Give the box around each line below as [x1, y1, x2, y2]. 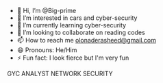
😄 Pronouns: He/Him [16, 46, 77, 54]
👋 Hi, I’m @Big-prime [16, 7, 77, 14]
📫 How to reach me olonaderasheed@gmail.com [16, 36, 156, 44]
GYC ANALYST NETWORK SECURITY [7, 69, 113, 78]
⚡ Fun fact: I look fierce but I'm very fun [16, 54, 129, 62]
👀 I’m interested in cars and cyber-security [16, 14, 138, 22]
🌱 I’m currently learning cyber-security [16, 21, 127, 29]
